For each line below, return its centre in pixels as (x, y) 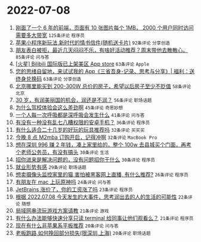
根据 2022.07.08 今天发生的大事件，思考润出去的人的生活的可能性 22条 (102, 197)
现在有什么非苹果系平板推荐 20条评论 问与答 (67, 225)
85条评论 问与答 (32, 57)
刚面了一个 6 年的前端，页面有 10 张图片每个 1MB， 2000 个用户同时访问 (105, 27)
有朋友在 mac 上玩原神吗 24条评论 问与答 (63, 182)
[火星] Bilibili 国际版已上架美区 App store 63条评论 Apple (82, 64)
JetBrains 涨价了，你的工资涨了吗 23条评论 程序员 (74, 189)
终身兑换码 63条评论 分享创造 (48, 79)
